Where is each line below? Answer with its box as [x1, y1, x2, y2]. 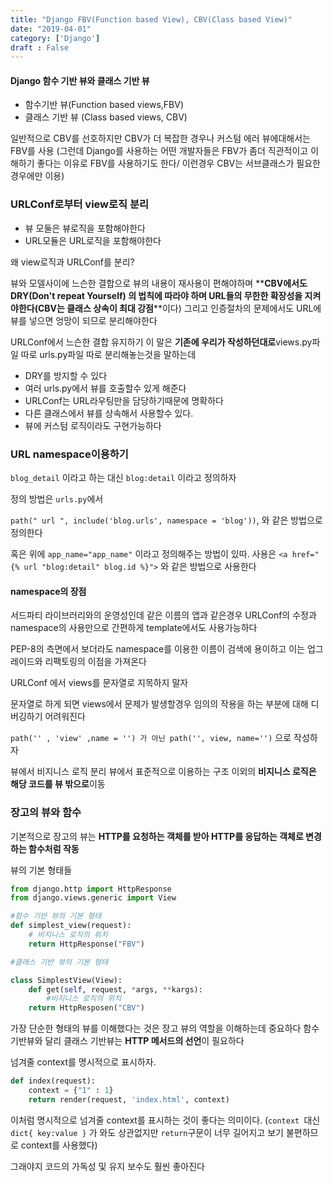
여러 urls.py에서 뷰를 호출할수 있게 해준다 [24, 382, 187, 394]
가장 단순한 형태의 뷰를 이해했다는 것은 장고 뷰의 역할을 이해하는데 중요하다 [10, 1022, 302, 1035]
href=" [291, 550, 320, 560]
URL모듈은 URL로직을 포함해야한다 [24, 234, 162, 246]
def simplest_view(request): [10, 921, 132, 931]
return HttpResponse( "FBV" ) [28, 939, 145, 949]
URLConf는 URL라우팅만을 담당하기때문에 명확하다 [24, 394, 224, 406]
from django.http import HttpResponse [10, 884, 172, 894]
